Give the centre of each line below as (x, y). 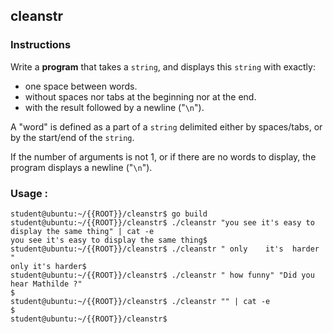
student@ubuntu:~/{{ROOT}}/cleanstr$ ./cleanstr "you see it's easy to (162, 222)
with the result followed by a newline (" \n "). (114, 107)
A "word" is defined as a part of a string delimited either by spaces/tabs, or (166, 126)
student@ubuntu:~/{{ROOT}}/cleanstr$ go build (109, 214)
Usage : (29, 193)
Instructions (41, 45)
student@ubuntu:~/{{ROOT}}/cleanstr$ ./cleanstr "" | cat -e (140, 301)
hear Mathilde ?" (46, 284)
